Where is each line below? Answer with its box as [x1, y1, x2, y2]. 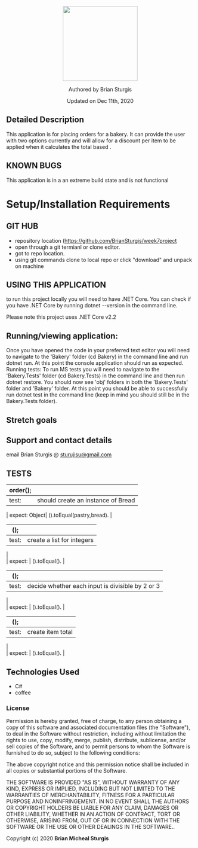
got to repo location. [14, 249, 65, 257]
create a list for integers [27, 536, 94, 544]
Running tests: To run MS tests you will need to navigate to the [6, 366, 160, 373]
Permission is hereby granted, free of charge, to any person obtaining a [6, 718, 182, 725]
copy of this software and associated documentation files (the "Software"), [6, 724, 191, 731]
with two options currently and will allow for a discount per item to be [6, 137, 176, 144]
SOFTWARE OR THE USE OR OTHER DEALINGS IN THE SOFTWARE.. [6, 823, 175, 831]
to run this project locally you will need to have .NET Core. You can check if [6, 295, 191, 303]
